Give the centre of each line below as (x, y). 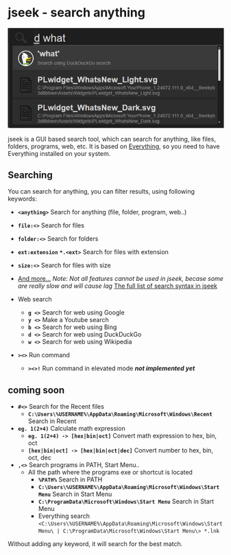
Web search (35, 299)
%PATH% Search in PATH (70, 479)
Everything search (64, 516)
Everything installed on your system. (59, 153)
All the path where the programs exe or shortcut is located (110, 473)
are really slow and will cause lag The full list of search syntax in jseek (118, 286)
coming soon (36, 390)
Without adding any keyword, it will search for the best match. (95, 544)
